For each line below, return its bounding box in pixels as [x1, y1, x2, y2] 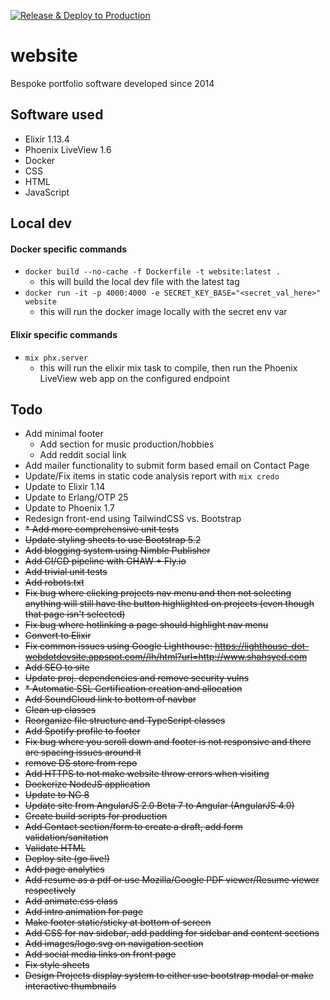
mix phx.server [24, 353, 89, 363]
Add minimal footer [24, 428, 104, 440]
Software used [10, 106, 104, 124]
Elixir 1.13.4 [24, 133, 70, 145]
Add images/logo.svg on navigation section [24, 938, 204, 950]
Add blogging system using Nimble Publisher [24, 545, 211, 557]
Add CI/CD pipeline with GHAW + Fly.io [24, 555, 187, 567]
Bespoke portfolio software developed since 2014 [10, 77, 215, 89]
